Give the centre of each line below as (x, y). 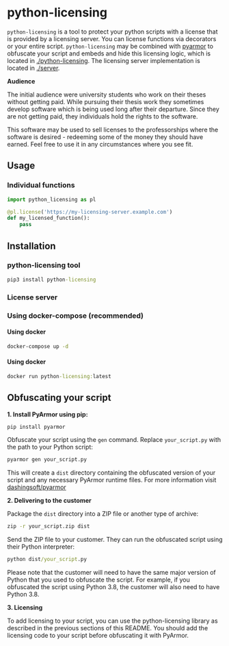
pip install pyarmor (37, 427)
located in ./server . (33, 68)
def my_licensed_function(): (49, 218)
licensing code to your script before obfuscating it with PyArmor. (98, 635)
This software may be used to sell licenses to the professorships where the (113, 129)
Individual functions (41, 185)
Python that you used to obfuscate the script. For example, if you (98, 580)
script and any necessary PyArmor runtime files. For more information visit (112, 480)
